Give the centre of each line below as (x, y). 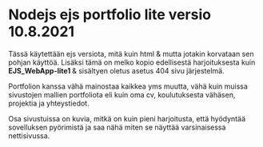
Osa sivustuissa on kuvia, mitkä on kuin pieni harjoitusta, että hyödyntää (127, 118)
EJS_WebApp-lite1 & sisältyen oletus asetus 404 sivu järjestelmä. (117, 70)
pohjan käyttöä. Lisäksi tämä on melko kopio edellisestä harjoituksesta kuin (132, 62)
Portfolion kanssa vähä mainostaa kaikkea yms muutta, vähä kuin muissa (128, 86)
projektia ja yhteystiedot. (49, 103)
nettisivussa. (29, 135)
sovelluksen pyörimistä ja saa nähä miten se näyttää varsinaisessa (117, 127)
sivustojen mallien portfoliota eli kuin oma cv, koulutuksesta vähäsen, (122, 94)
